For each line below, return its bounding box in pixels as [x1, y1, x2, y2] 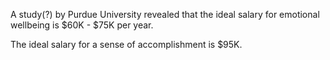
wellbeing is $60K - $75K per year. [10, 19, 154, 31]
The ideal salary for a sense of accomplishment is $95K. [10, 39, 243, 50]
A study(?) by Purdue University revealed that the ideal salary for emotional [10, 9, 320, 20]
